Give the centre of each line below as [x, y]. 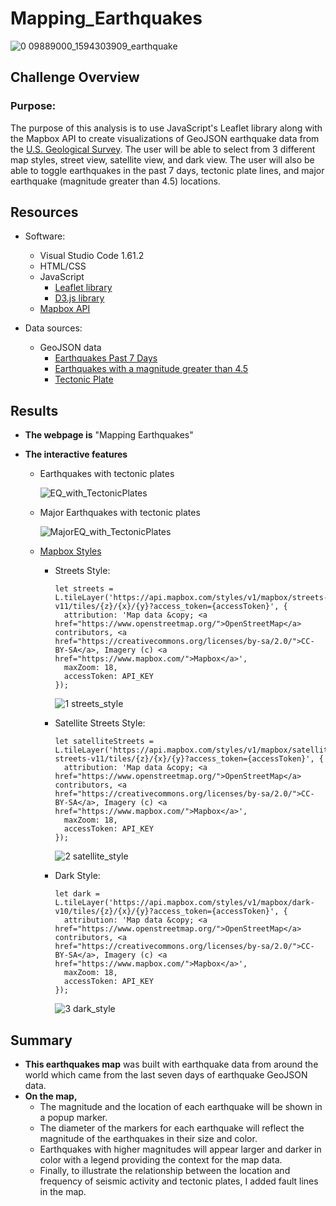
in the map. [63, 1192]
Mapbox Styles [70, 551]
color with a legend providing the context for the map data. [161, 1160]
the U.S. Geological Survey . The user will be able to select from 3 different [163, 149]
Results [34, 410]
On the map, [51, 1096]
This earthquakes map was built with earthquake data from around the [171, 1064]
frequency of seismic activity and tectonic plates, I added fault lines [179, 1181]
